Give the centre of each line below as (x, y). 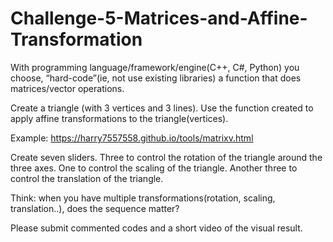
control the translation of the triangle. (87, 178)
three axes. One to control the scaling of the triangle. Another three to (154, 168)
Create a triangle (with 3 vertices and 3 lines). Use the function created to (162, 108)
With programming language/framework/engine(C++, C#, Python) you (155, 67)
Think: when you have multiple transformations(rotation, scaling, (143, 198)
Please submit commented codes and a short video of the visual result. (156, 228)
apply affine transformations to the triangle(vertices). (119, 118)
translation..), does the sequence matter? (95, 208)
